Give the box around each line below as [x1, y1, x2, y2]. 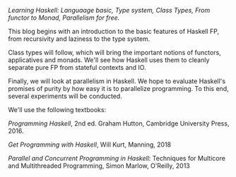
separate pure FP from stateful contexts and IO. [8, 63, 147, 71]
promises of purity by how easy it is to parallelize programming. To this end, [8, 85, 229, 92]
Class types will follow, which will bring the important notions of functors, [8, 49, 221, 56]
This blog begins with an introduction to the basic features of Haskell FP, [8, 28, 220, 35]
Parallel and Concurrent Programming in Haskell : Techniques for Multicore [8, 154, 225, 162]
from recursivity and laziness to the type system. [8, 35, 151, 43]
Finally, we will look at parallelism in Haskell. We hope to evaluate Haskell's [8, 77, 225, 85]
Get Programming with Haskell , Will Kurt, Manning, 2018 [8, 140, 172, 149]
